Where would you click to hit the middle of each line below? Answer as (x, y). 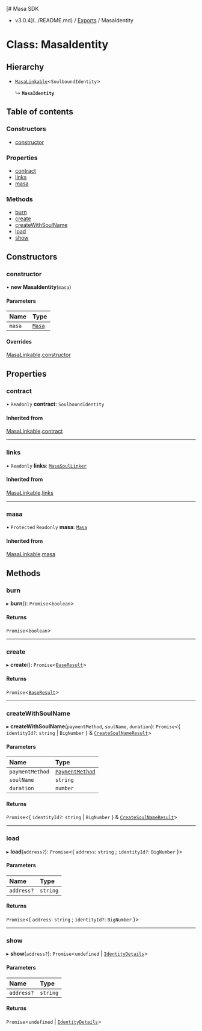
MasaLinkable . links (30, 492)
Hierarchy (25, 67)
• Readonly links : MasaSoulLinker (47, 465)
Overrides (19, 341)
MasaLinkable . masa (31, 554)
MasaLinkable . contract (35, 431)
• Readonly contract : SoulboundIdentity (55, 404)
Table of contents (40, 112)
